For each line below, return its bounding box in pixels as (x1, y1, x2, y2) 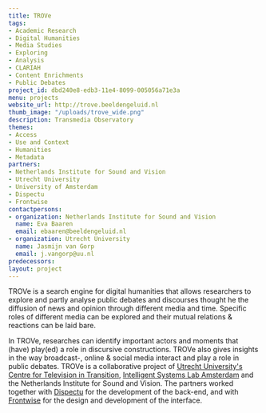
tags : (8, 19, 26, 27)
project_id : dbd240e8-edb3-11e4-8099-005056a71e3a (8, 86, 181, 94)
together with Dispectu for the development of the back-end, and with (8, 387, 239, 397)
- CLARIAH (8, 64, 42, 72)
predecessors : (8, 257, 56, 265)
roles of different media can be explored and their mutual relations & (8, 312, 233, 322)
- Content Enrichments (8, 71, 84, 79)
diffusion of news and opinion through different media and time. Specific (8, 303, 247, 313)
